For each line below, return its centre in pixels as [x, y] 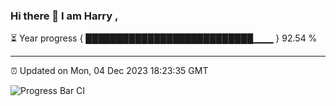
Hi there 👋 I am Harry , [64, 16]
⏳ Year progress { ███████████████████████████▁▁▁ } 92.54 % [164, 38]
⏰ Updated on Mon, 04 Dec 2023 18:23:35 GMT [109, 71]
